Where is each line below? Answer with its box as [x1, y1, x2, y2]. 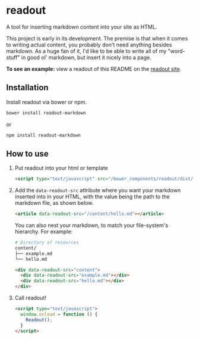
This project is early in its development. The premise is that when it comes [6, 35, 188, 42]
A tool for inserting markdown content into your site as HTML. [6, 23, 157, 30]
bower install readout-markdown [6, 110, 86, 116]
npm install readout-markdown [6, 132, 81, 138]
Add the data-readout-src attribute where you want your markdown [14, 187, 181, 194]
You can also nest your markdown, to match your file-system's [14, 222, 168, 229]
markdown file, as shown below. [14, 199, 94, 207]
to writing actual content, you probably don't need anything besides [6, 41, 172, 48]
